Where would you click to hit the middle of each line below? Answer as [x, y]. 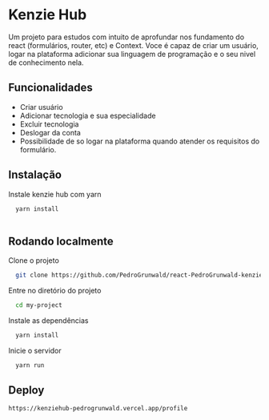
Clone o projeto [34, 260]
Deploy [26, 390]
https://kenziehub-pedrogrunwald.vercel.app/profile [98, 409]
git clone [32, 275]
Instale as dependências [48, 320]
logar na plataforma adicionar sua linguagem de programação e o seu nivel [132, 54]
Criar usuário [41, 107]
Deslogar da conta [50, 132]
